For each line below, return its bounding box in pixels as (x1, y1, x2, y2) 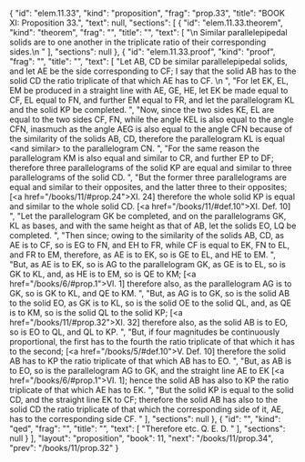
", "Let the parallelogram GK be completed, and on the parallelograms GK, (9, 211, 287, 221)
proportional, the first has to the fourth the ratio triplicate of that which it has (9, 336, 296, 346)
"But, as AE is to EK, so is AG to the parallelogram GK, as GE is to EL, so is (9, 259, 287, 269)
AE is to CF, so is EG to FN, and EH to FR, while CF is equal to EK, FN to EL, (9, 240, 290, 250)
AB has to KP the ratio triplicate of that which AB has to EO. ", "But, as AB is (9, 356, 292, 367)
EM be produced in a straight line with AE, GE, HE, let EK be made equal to (9, 85, 289, 95)
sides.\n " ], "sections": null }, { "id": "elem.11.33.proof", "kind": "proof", (9, 46, 276, 57)
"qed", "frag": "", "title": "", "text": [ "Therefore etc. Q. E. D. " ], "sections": (9, 423, 286, 434)
